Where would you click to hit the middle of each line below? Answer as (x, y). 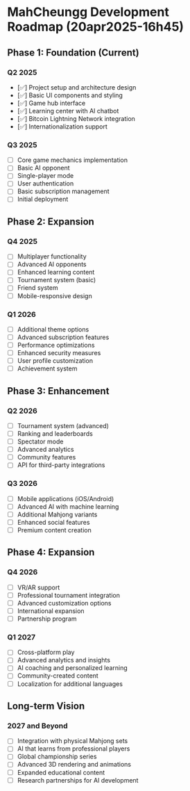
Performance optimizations (56, 345)
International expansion (51, 611)
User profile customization (55, 361)
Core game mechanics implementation (72, 160)
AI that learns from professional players (74, 749)
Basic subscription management (63, 191)
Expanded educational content (61, 772)
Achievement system (47, 368)
